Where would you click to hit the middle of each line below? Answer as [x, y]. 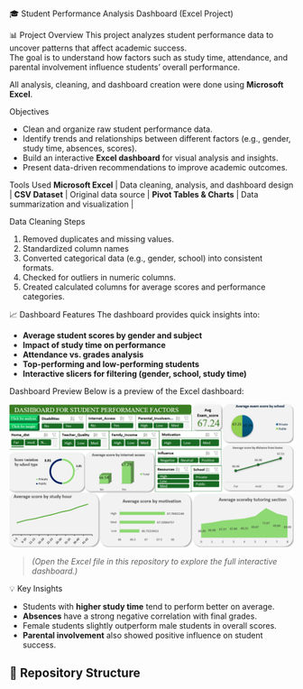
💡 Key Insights [36, 588]
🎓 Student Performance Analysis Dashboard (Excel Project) [122, 14]
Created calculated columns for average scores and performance [144, 287]
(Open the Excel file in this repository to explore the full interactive [154, 561]
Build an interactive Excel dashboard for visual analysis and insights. [150, 158]
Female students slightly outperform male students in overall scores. [149, 625]
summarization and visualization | [72, 204]
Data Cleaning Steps [47, 221]
